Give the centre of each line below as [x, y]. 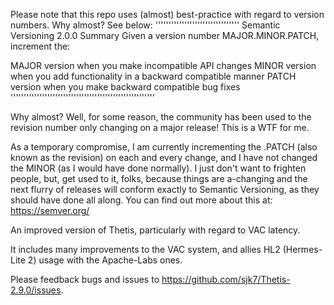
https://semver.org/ [50, 210]
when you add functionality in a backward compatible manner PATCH [153, 76]
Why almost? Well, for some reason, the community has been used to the [161, 117]
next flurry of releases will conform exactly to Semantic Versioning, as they [165, 189]
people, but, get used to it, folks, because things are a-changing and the [159, 178]
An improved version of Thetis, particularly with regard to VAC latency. [155, 230]
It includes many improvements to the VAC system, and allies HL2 [145, 249]
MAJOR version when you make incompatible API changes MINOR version [163, 65]
